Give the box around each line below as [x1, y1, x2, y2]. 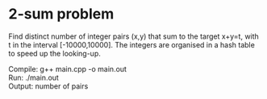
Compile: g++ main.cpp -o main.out [8, 64, 127, 73]
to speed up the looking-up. [8, 48, 101, 58]
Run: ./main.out [8, 72, 59, 82]
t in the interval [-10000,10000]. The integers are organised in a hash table [8, 39, 256, 49]
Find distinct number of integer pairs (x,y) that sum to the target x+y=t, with [8, 31, 260, 41]
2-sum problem [8, 5, 115, 23]
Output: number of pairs [8, 81, 89, 91]
